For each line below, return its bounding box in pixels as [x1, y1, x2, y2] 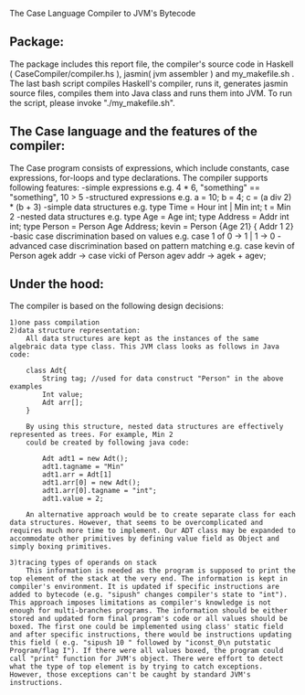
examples [9, 382, 43, 391]
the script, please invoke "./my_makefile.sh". [9, 97, 175, 108]
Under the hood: [9, 276, 105, 292]
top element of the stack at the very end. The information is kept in [9, 574, 288, 583]
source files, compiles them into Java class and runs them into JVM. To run [9, 87, 292, 99]
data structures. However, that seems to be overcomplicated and [9, 519, 263, 528]
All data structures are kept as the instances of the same [26, 334, 259, 344]
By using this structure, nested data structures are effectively [26, 422, 284, 432]
